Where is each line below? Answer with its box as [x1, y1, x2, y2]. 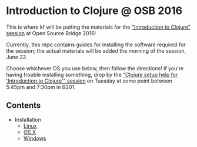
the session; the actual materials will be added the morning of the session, [6, 47, 186, 54]
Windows [23, 135, 46, 142]
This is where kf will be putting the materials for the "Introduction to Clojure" [6, 23, 191, 30]
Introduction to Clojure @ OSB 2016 [6, 4, 183, 18]
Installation [14, 116, 42, 123]
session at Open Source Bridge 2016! [6, 29, 96, 36]
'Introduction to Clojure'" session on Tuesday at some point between [6, 77, 172, 84]
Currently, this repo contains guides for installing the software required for [6, 41, 186, 48]
